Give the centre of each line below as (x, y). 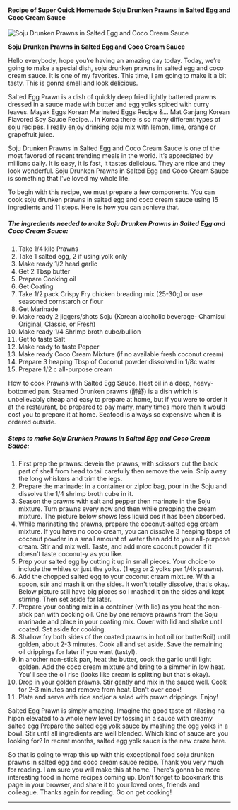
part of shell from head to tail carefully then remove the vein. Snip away (122, 471)
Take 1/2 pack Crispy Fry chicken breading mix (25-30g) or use (111, 294)
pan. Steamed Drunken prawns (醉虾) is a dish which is (118, 392)
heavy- (203, 383)
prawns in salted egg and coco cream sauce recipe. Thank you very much (116, 763)
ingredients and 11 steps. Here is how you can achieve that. (94, 207)
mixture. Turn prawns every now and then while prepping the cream (117, 509)
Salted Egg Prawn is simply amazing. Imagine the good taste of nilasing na (117, 711)
